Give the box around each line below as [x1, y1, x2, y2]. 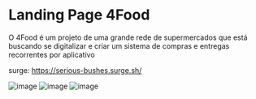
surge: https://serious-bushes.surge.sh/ [8, 65, 142, 75]
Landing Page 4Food [8, 6, 150, 24]
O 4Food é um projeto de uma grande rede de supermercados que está [8, 32, 248, 42]
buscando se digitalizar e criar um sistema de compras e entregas [8, 41, 230, 50]
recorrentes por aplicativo [8, 49, 95, 59]
